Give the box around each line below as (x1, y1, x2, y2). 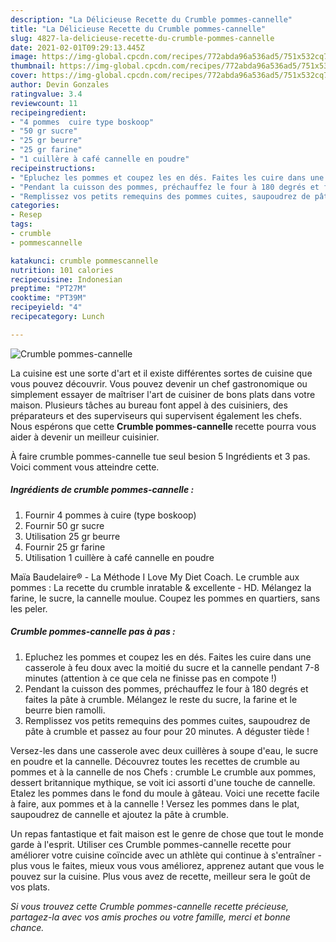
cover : (10, 71, 38, 81)
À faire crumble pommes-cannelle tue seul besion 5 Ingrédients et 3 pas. (10, 450, 311, 462)
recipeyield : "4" (10, 302, 83, 313)
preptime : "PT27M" (10, 284, 87, 294)
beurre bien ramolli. (24, 704, 106, 716)
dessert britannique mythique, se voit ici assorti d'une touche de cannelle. (10, 776, 316, 788)
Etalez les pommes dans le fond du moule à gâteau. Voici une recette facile (10, 787, 320, 799)
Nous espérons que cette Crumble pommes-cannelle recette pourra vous (10, 420, 317, 432)
